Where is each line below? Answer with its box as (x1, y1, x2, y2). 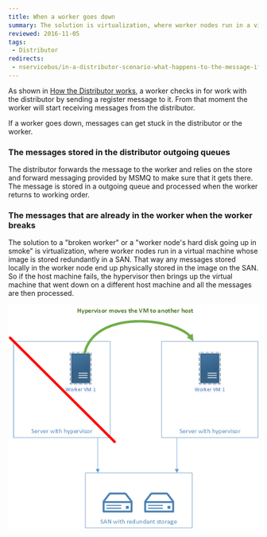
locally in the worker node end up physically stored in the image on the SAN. (8, 263, 259, 273)
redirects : (8, 55, 44, 63)
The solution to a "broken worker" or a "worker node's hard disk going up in (8, 238, 257, 247)
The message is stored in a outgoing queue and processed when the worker (8, 181, 258, 191)
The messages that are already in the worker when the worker (8, 210, 253, 221)
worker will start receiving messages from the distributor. (8, 103, 195, 112)
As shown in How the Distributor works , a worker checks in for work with (8, 86, 247, 95)
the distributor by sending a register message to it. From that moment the (8, 94, 248, 103)
